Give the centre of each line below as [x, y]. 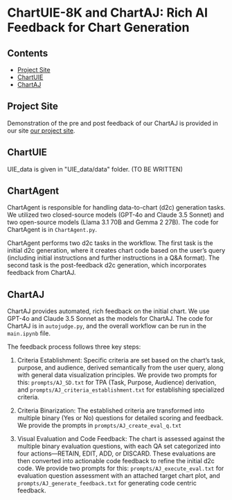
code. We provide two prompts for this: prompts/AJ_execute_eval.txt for [121, 468]
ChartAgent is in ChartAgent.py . [52, 230]
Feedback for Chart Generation [98, 27]
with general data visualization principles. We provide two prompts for [117, 375]
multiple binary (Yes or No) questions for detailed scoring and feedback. [120, 418]
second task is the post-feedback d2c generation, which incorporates [107, 265]
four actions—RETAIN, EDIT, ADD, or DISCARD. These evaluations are [116, 453]
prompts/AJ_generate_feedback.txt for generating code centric [107, 483]
